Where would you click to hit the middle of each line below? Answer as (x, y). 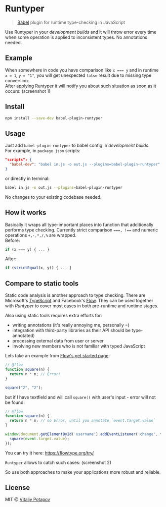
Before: (13, 240)
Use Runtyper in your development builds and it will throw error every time (81, 32)
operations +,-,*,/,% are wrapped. (41, 235)
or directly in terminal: (27, 178)
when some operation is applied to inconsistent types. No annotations (76, 37)
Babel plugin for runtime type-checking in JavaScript (71, 22)
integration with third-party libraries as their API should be (71, 331)
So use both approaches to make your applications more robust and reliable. (83, 472)
